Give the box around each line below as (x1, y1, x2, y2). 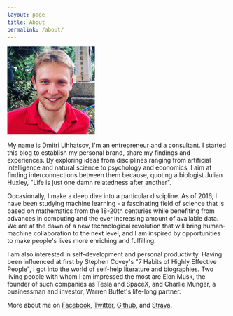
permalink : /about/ (7, 26, 64, 33)
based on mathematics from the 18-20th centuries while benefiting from (7, 207, 215, 215)
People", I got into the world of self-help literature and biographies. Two (7, 265, 214, 273)
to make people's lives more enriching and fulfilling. (7, 237, 156, 245)
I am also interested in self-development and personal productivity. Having (7, 250, 223, 259)
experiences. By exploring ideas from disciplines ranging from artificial (7, 156, 211, 165)
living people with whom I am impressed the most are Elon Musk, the (7, 273, 206, 281)
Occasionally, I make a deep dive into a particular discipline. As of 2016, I (7, 192, 218, 200)
